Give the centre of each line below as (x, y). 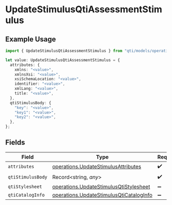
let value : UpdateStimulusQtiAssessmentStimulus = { (63, 60)
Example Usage (31, 39)
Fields (15, 142)
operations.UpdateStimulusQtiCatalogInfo (102, 195)
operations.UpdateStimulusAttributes (97, 167)
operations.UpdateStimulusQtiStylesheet (101, 187)
